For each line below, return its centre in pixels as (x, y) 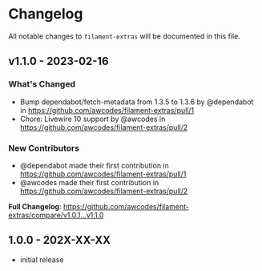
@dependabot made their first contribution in (95, 165)
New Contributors (44, 148)
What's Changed (42, 84)
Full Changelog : (35, 206)
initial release (42, 259)
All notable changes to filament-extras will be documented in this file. (124, 36)
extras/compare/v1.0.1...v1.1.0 (56, 215)
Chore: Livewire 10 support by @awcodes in (93, 119)
